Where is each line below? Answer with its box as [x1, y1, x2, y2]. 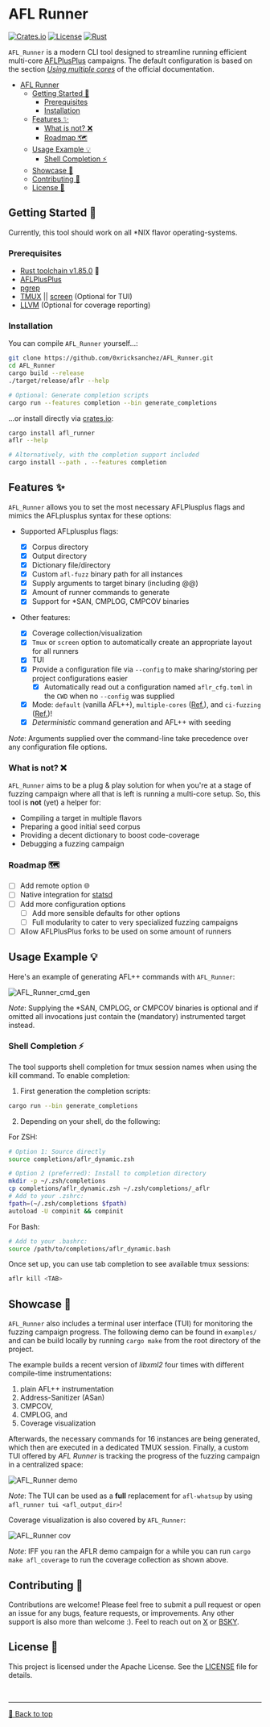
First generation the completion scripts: [19, 1086, 151, 1096]
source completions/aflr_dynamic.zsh [8, 1155, 135, 1163]
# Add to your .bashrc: [8, 1237, 88, 1246]
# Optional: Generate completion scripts [8, 391, 149, 399]
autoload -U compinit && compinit [8, 1207, 125, 1215]
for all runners [31, 647, 79, 656]
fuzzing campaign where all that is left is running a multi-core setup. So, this [8, 789, 261, 799]
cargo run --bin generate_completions [8, 1101, 138, 1109]
